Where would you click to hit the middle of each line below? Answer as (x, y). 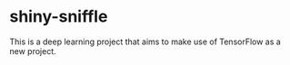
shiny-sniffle (59, 17)
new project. (33, 51)
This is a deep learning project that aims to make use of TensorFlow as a (145, 42)
